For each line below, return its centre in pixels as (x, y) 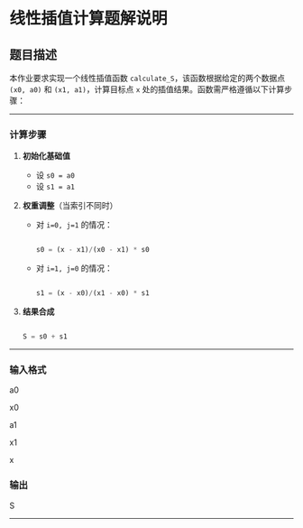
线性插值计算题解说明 (89, 19)
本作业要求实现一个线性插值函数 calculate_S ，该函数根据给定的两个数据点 (147, 78)
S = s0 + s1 (45, 337)
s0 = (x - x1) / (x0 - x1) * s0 (93, 250)
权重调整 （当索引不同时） (70, 206)
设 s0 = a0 (55, 175)
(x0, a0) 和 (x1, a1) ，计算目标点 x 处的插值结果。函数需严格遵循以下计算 (147, 89)
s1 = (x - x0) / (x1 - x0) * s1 (93, 293)
